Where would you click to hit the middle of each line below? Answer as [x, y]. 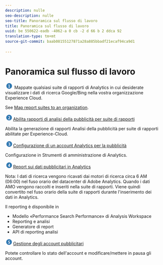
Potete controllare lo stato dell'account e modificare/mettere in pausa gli [78, 253]
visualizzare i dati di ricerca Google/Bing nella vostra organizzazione [74, 92]
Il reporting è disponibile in [32, 206]
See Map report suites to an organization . [47, 107]
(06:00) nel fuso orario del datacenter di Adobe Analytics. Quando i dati [78, 181]
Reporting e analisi [31, 221]
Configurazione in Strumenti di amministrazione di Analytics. [66, 155]
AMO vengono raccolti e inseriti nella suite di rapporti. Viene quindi [73, 186]
